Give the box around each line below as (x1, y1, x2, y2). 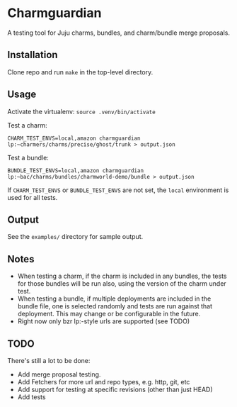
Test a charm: (7, 121, 47, 129)
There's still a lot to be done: (7, 357, 91, 364)
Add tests (17, 393, 46, 401)
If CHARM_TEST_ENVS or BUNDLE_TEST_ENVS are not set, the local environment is (7, 186, 229, 194)
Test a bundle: (7, 153, 50, 162)
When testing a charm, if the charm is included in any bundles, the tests (17, 272, 227, 281)
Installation (7, 49, 58, 61)
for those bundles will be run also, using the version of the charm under (17, 279, 226, 288)
